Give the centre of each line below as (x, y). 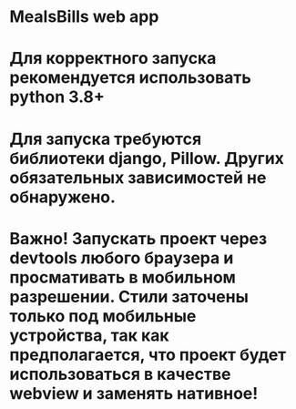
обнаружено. (63, 197)
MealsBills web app (84, 17)
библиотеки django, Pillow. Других (147, 158)
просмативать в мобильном (123, 277)
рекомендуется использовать (131, 78)
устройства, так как (90, 335)
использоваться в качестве (120, 374)
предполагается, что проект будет (148, 355)
